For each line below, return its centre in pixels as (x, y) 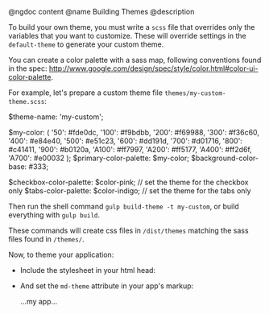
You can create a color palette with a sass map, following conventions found (135, 60)
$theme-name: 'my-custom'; (56, 117)
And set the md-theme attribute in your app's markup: (107, 286)
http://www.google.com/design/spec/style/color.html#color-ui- (154, 68)
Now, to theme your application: (61, 254)
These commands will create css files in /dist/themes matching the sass (128, 230)
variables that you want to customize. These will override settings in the (128, 36)
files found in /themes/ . (46, 239)
